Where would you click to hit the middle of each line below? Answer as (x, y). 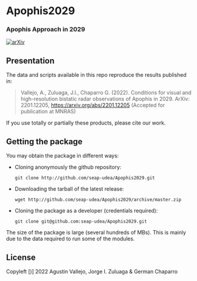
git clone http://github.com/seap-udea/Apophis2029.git (85, 178)
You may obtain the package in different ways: (63, 156)
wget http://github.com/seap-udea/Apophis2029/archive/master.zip (98, 200)
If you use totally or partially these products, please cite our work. (86, 123)
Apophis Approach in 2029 (46, 30)
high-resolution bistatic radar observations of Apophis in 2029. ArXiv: (105, 99)
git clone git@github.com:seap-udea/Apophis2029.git (81, 222)
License (21, 257)
